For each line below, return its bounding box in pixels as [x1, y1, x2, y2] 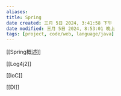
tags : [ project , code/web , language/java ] [6, 31, 114, 37]
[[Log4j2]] [6, 61, 32, 68]
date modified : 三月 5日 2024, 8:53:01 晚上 [6, 25, 116, 32]
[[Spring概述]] [6, 49, 41, 56]
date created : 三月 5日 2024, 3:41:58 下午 [6, 20, 113, 26]
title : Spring [6, 14, 42, 20]
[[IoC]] [6, 72, 23, 79]
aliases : [6, 8, 28, 15]
